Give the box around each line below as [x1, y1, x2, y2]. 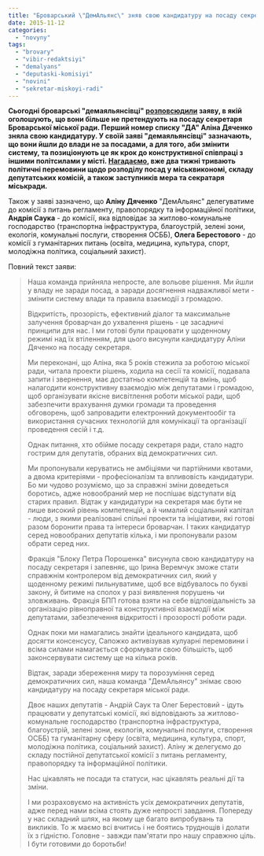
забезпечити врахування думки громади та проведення [27, 400, 217, 409]
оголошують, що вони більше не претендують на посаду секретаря [8, 115, 243, 124]
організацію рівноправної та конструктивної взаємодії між [27, 604, 225, 614]
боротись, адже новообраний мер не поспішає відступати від [27, 489, 236, 498]
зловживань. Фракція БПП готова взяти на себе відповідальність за [27, 596, 256, 606]
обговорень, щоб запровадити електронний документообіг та [27, 408, 236, 418]
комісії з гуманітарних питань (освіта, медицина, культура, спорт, [8, 238, 230, 248]
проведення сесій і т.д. [27, 425, 104, 434]
